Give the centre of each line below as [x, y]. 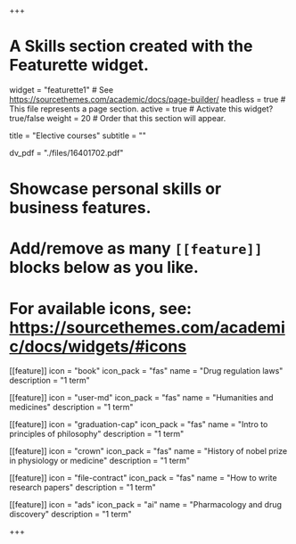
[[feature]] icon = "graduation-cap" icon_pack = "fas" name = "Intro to [139, 424]
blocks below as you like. [104, 268]
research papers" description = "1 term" [82, 488]
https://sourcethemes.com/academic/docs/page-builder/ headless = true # [148, 99]
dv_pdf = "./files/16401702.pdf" [66, 152]
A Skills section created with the [131, 46]
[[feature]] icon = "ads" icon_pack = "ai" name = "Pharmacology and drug [146, 505]
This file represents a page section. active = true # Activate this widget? [141, 109]
